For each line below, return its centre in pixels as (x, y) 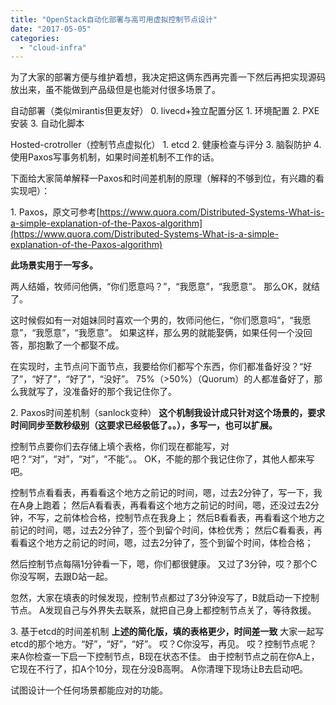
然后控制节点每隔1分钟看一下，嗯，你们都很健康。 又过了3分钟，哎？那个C (164, 564)
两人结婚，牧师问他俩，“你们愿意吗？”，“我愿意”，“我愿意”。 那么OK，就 (161, 287)
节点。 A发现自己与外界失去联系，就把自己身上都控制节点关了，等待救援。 (163, 610)
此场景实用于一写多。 (54, 265)
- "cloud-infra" (53, 47)
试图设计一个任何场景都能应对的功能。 (89, 690)
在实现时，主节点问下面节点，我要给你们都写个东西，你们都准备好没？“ (157, 367)
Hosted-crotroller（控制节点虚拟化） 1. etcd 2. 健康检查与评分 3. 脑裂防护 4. (166, 145)
